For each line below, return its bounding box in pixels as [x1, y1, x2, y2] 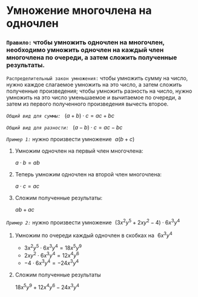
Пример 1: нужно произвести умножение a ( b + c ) [6, 136, 135, 143]
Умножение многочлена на [6, 4, 153, 18]
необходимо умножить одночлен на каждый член [6, 46, 164, 55]
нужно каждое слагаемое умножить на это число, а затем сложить [6, 81, 182, 88]
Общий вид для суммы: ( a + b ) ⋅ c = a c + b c [6, 112, 115, 119]
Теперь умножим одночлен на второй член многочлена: [15, 171, 162, 178]
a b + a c [15, 206, 35, 213]
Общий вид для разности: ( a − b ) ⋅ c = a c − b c [6, 124, 123, 131]
